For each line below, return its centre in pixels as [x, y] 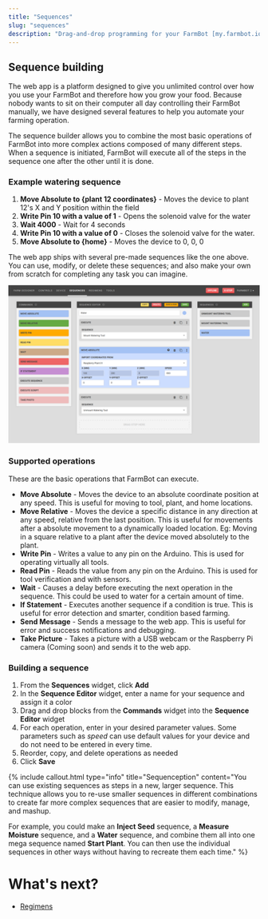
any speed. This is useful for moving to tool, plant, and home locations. [136, 503]
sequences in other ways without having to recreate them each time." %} [128, 852]
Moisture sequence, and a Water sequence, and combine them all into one [132, 835]
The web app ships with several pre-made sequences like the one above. [128, 257]
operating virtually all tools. [64, 562]
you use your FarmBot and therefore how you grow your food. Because [125, 95]
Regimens [36, 906]
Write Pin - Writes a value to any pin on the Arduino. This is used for [132, 553]
